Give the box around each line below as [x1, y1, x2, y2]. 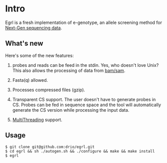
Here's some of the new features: [5, 52, 74, 58]
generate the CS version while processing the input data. [12, 107, 130, 113]
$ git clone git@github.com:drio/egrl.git [5, 144, 95, 150]
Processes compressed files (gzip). [12, 87, 86, 93]
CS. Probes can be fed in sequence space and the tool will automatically [12, 102, 161, 108]
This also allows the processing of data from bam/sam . [12, 67, 126, 73]
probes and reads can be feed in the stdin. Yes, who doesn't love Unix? [12, 62, 159, 68]
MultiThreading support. [12, 117, 62, 123]
